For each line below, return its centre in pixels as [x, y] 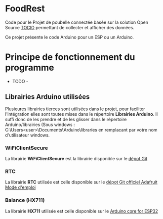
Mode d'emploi [20, 187]
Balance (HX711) [25, 200]
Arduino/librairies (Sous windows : [40, 125]
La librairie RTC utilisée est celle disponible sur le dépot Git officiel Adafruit [81, 182]
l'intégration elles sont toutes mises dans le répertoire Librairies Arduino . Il [81, 114]
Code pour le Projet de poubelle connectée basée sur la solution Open [77, 22]
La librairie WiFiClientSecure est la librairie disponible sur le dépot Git [76, 158]
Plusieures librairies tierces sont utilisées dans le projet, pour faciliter [75, 109]
